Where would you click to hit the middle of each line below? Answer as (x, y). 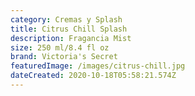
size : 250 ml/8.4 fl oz (60, 47)
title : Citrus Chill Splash (69, 29)
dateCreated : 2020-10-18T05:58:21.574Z (93, 76)
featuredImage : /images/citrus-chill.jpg (98, 66)
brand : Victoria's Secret (64, 57)
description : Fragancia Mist (71, 38)
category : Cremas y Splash (66, 19)
